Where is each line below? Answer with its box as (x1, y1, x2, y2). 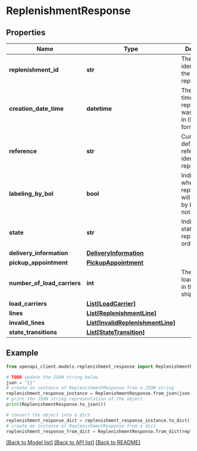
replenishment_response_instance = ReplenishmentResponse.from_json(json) (6, 391, 193, 396)
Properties (6, 28, 46, 38)
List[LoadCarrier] (86, 300, 136, 307)
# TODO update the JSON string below (6, 374, 98, 380)
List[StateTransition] (86, 328, 145, 336)
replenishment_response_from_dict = (6, 428, 96, 435)
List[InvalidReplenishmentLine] (86, 318, 176, 327)
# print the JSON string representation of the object (6, 396, 143, 402)
